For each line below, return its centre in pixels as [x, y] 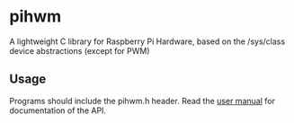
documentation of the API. [58, 110]
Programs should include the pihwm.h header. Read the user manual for [143, 101]
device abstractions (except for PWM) [80, 50]
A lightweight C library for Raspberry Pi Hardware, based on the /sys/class [147, 41]
